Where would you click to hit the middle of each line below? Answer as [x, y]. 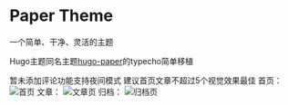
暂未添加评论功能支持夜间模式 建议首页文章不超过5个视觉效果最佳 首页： [146, 80]
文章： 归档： [79, 91]
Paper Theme [62, 16]
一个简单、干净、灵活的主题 [62, 42]
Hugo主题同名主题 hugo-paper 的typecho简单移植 [102, 61]
